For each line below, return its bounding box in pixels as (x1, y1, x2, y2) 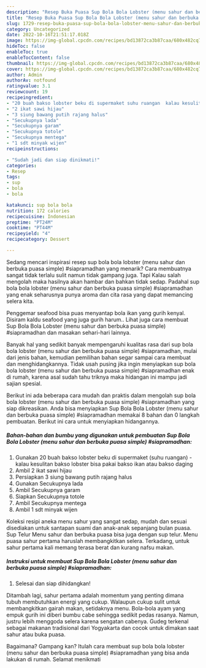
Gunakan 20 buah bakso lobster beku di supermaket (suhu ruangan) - (15, 454, 192, 461)
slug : (6, 20, 20, 26)
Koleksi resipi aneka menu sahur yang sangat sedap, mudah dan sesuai (6, 517, 187, 525)
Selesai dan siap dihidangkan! (15, 580, 91, 587)
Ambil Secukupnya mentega (15, 499, 87, 506)
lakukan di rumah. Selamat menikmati (6, 655, 101, 662)
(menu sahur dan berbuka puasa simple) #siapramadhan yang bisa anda (6, 649, 189, 656)
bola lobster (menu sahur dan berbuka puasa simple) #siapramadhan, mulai (6, 347, 197, 354)
